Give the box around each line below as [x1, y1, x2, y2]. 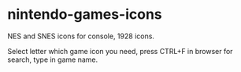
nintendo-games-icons [7, 5, 162, 23]
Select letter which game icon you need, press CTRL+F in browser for [7, 46, 233, 56]
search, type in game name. [7, 55, 98, 64]
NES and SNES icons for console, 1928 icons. [7, 31, 155, 41]
